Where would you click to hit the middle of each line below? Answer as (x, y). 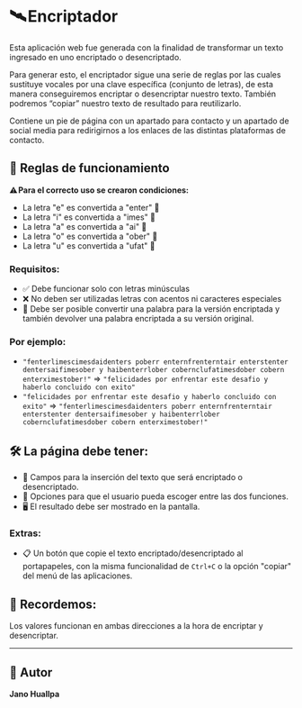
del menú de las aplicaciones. (77, 576)
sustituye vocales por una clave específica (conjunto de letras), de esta (142, 84)
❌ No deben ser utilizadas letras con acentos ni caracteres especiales (152, 299)
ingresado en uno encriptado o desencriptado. (95, 57)
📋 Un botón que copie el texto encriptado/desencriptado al (133, 553)
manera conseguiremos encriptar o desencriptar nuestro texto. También (143, 94)
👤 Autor (31, 672)
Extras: (26, 533)
